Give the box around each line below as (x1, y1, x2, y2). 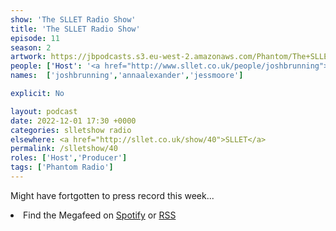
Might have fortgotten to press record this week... (10, 189, 215, 201)
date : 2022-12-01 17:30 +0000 (10, 116, 137, 126)
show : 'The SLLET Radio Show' (10, 14, 137, 25)
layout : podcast (10, 106, 78, 116)
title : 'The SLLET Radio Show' (10, 24, 141, 34)
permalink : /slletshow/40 (10, 144, 118, 154)
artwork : (10, 52, 47, 62)
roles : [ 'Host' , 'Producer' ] (10, 153, 128, 163)
